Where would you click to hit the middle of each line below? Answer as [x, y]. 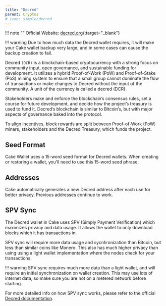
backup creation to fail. [29, 53]
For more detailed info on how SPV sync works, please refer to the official [81, 293]
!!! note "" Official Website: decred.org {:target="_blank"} [63, 33]
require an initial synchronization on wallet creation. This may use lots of [79, 273]
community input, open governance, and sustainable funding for [71, 68]
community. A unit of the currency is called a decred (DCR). [66, 89]
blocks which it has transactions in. [41, 233]
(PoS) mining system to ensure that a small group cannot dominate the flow [82, 78]
